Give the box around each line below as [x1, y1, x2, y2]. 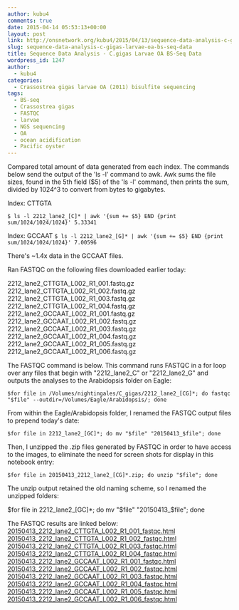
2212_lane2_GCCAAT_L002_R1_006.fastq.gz [7, 347, 137, 356]
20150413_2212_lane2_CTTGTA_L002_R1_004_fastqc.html [7, 549, 177, 558]
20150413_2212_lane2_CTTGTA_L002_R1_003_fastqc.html [7, 542, 177, 551]
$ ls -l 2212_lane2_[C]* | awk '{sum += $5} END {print [7, 213, 176, 220]
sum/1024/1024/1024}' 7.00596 [7, 239, 97, 247]
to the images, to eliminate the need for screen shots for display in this [7, 450, 214, 459]
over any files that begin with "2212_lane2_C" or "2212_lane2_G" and [7, 368, 208, 378]
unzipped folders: [7, 492, 59, 500]
